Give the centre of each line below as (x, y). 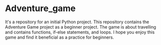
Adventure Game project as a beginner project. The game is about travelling (80, 27)
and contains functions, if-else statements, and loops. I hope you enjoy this (80, 32)
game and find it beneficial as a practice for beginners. (60, 37)
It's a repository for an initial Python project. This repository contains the (77, 22)
